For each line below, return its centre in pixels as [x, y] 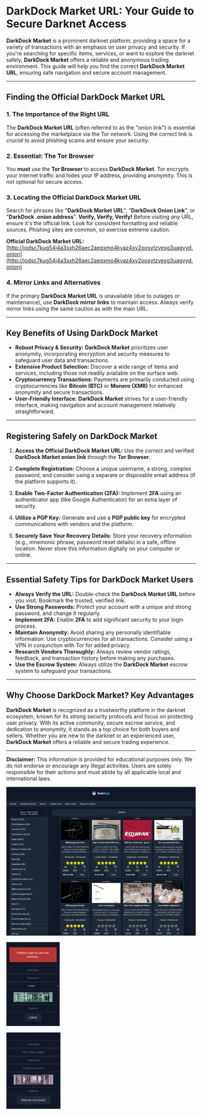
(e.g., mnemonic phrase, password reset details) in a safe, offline [95, 542]
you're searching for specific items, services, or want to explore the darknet [100, 53]
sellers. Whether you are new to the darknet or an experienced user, [91, 736]
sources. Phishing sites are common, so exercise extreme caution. [88, 230]
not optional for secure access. [45, 181]
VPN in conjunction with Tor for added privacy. [73, 645]
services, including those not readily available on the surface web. [97, 373]
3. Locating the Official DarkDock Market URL [74, 197]
